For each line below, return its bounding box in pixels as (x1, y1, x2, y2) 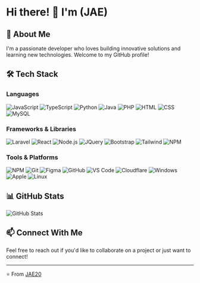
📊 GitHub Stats (6, 191, 64, 201)
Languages (6, 90, 40, 98)
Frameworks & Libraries (6, 125, 76, 133)
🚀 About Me (6, 29, 51, 39)
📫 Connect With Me (6, 228, 83, 238)
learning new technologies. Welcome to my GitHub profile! (6, 51, 149, 58)
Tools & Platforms (6, 153, 58, 161)
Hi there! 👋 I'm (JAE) (6, 5, 108, 19)
